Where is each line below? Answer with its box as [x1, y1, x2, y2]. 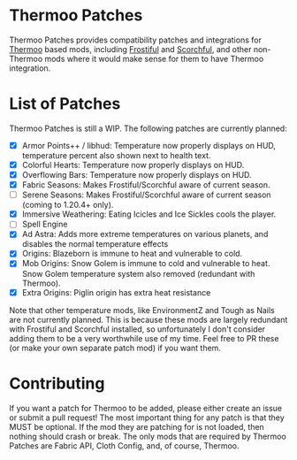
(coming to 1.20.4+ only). [21, 200, 114, 211]
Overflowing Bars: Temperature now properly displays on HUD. [21, 170, 252, 180]
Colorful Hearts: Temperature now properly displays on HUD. [21, 159, 245, 170]
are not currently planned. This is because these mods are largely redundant [9, 314, 288, 325]
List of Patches [9, 94, 121, 114]
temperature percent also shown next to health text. [21, 149, 211, 160]
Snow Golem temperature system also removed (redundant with [21, 268, 255, 279]
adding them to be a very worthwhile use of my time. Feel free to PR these [9, 333, 279, 343]
